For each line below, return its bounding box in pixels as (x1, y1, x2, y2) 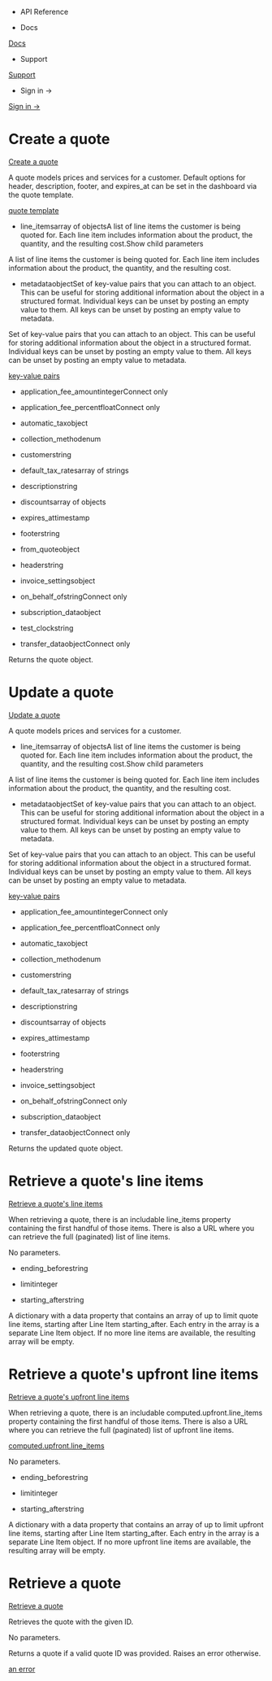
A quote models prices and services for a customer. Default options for (8, 172, 246, 182)
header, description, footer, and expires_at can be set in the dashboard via (8, 181, 257, 190)
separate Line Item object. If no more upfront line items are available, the (8, 1537, 252, 1547)
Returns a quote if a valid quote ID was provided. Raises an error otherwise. (8, 1648, 261, 1658)
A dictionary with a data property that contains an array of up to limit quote (8, 1310, 258, 1321)
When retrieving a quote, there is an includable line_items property (8, 1214, 231, 1224)
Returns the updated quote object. (8, 1143, 123, 1153)
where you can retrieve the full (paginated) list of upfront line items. (8, 1425, 235, 1434)
